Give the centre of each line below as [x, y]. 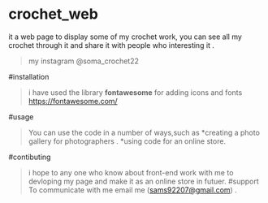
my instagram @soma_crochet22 [84, 61]
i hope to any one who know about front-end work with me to [131, 172]
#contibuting [30, 157]
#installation [29, 76]
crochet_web [54, 14]
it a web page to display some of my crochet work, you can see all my [125, 37]
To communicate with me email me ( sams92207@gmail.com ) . [132, 190]
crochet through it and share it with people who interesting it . [112, 45]
